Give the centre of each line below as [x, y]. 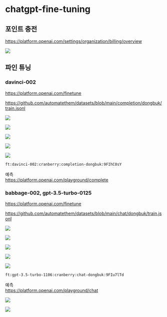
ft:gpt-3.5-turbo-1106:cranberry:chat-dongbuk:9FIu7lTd [64, 275]
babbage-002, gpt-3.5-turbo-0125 [48, 193]
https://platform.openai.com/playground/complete [57, 180]
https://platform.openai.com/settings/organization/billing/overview [74, 41]
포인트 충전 [21, 29]
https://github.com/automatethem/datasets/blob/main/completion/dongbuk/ [84, 103]
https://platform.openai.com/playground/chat [52, 290]
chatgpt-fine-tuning [48, 9]
